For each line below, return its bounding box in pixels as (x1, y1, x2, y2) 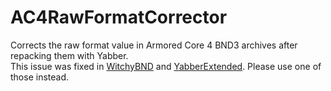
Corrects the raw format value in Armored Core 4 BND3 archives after (10, 39, 298, 51)
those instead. (10, 71, 70, 83)
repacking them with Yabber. (10, 49, 129, 61)
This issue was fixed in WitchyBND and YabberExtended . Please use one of (10, 60, 322, 72)
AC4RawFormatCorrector (10, 6, 228, 29)
